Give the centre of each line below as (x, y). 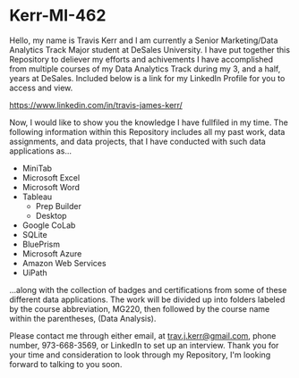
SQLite (34, 234)
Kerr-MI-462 (58, 16)
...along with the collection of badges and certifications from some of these (148, 290)
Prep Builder (59, 206)
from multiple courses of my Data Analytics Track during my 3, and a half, (145, 69)
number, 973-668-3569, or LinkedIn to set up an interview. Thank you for (144, 345)
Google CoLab (49, 225)
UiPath (34, 273)
